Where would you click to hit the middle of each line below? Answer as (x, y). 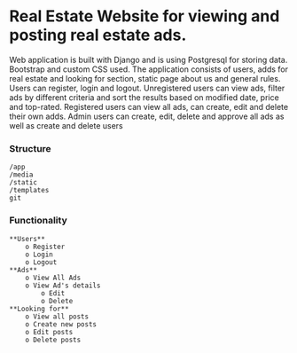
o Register (45, 247)
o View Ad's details (63, 286)
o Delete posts (53, 340)
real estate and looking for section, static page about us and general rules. (145, 78)
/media (21, 175)
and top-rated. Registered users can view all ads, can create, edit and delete (149, 106)
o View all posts (57, 317)
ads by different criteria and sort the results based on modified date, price (144, 97)
